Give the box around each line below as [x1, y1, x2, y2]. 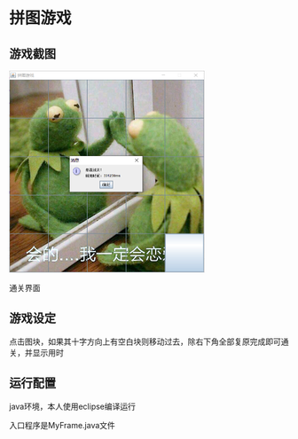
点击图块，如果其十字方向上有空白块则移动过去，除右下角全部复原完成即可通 [9, 336, 289, 347]
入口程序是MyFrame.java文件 [9, 419, 115, 430]
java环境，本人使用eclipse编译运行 [9, 401, 136, 412]
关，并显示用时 [9, 347, 64, 357]
